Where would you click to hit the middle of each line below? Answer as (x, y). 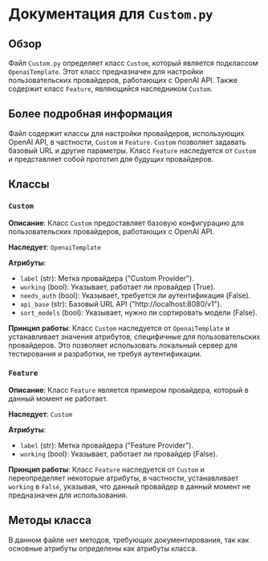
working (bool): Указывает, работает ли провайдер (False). (119, 454)
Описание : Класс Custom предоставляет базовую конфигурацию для (126, 223)
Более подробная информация (90, 114)
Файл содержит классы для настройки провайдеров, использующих (126, 133)
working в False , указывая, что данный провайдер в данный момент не (130, 486)
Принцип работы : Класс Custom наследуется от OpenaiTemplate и (119, 328)
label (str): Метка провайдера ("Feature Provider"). (107, 445)
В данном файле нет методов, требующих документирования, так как (129, 539)
